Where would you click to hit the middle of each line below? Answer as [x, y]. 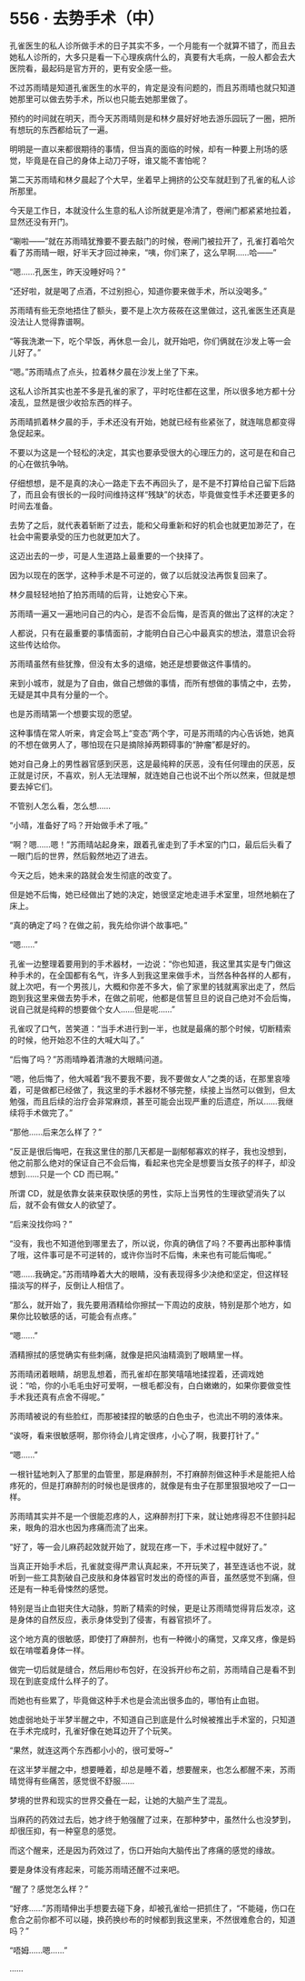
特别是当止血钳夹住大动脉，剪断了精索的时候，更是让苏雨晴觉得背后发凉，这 [152, 1608]
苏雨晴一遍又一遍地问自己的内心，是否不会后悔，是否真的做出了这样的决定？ [152, 614]
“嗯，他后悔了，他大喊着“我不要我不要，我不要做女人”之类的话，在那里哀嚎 [150, 1078]
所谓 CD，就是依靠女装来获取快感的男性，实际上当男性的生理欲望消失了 [144, 1193]
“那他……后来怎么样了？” [56, 1132]
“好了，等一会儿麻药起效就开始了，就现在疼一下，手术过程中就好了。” [138, 1546]
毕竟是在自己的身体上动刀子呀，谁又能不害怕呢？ [117, 160]
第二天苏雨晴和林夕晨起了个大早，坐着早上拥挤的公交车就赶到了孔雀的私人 [148, 179]
